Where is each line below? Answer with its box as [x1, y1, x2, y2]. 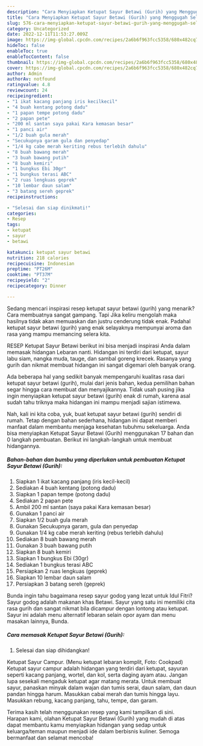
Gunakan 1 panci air [15, 510, 65, 517]
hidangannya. [7, 442, 41, 449]
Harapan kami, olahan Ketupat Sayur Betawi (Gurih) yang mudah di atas [7, 715, 186, 722]
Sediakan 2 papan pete [15, 497, 73, 504]
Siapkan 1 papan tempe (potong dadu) [15, 490, 111, 498]
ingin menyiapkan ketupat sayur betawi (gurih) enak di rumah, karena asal [7, 392, 190, 399]
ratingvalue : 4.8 [7, 82, 51, 88]
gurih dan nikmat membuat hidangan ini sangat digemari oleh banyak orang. [7, 361, 196, 368]
